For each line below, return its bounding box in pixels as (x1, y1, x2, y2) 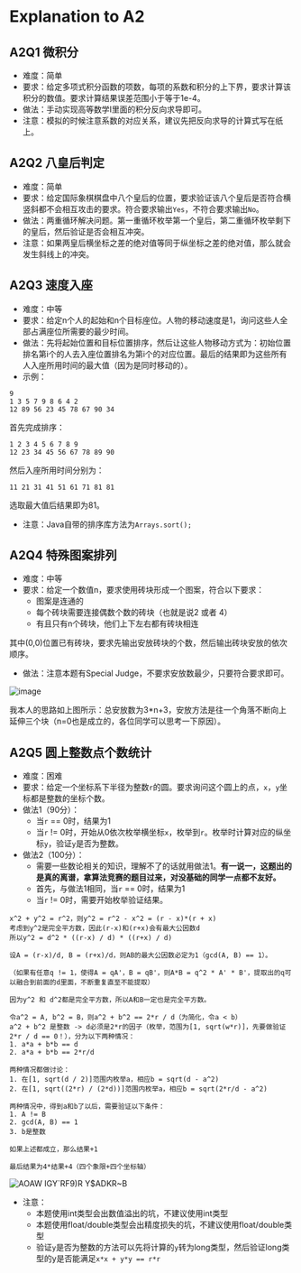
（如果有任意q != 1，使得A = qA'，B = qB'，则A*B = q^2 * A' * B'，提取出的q (9, 968, 286, 978)
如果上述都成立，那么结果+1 (9, 1145, 99, 1154)
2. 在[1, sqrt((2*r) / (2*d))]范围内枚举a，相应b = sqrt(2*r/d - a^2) (9, 1084, 268, 1093)
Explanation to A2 (9, 6, 145, 27)
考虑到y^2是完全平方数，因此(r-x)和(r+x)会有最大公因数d (9, 924, 201, 933)
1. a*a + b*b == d (9, 1040, 78, 1049)
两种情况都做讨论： (9, 1065, 70, 1075)
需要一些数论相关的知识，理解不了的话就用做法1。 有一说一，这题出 (35, 861, 285, 872)
